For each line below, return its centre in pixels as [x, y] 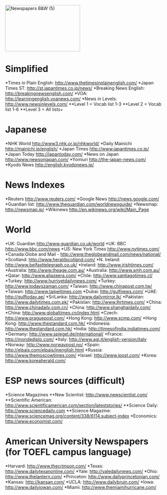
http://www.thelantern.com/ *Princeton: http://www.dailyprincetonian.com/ [83, 476]
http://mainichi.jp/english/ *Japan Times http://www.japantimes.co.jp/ [77, 149]
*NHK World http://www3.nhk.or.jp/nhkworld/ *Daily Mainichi [69, 143]
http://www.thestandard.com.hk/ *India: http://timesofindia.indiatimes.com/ [83, 328]
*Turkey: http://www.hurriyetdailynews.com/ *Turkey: [61, 281]
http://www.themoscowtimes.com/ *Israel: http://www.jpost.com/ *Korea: [81, 355]
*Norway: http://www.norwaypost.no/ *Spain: [53, 344]
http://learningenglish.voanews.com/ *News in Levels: [61, 99]
